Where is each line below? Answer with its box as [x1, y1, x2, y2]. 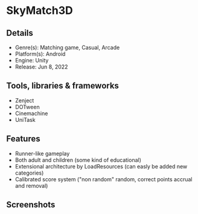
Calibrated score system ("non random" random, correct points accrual [14, 175, 193, 182]
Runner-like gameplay [14, 150, 70, 157]
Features [6, 134, 40, 144]
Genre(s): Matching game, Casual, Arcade [14, 44, 120, 51]
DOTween [14, 103, 40, 110]
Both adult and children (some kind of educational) [14, 156, 142, 164]
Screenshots [6, 199, 56, 210]
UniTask [14, 116, 36, 123]
